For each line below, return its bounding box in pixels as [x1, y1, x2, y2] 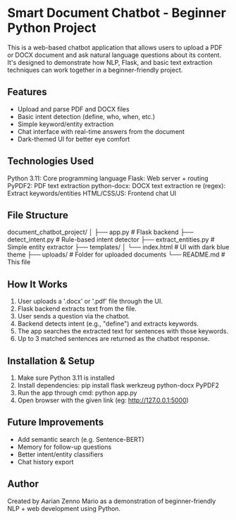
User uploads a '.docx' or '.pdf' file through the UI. [17, 297, 163, 306]
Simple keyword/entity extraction [17, 120, 114, 128]
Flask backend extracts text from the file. [17, 304, 137, 313]
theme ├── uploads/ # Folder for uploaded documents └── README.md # [7, 250, 225, 259]
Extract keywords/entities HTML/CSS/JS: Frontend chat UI [7, 189, 177, 197]
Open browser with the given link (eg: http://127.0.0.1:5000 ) [17, 396, 189, 404]
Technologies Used [7, 155, 94, 167]
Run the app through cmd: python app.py [17, 389, 137, 397]
